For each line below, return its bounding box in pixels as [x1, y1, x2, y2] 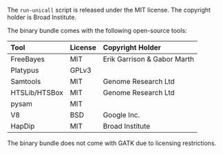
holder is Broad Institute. [7, 13, 77, 21]
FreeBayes [10, 54, 45, 64]
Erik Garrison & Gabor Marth [103, 54, 195, 64]
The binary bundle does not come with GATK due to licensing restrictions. [7, 139, 217, 147]
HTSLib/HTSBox [10, 88, 63, 97]
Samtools [10, 77, 41, 86]
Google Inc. [103, 110, 140, 120]
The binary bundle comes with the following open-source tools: [7, 27, 187, 34]
